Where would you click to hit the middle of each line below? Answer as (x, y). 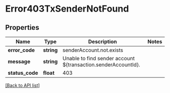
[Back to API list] (23, 85)
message (19, 61)
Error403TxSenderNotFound (67, 9)
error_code (22, 50)
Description (103, 42)
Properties (22, 28)
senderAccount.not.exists (93, 50)
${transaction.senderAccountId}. (101, 65)
